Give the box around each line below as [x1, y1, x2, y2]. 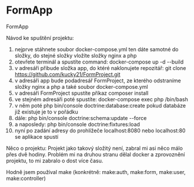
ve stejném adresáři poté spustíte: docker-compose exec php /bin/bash [14, 95, 188, 103]
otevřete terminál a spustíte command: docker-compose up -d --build [14, 58, 184, 65]
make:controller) [6, 175, 46, 182]
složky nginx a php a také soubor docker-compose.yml [14, 83, 148, 90]
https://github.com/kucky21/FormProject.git [14, 71, 121, 78]
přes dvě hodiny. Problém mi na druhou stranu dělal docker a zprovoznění [6, 151, 185, 158]
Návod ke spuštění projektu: [6, 34, 75, 41]
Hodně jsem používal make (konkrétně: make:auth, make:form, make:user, [6, 168, 186, 175]
